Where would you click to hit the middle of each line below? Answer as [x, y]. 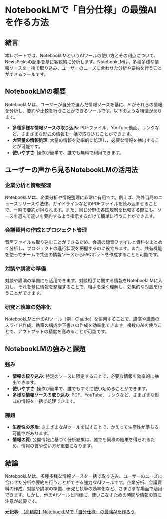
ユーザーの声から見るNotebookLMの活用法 [72, 170]
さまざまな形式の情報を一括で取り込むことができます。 [78, 134]
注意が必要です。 [22, 501]
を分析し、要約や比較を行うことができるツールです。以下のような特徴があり [83, 111]
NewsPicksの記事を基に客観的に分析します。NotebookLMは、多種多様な [80, 62]
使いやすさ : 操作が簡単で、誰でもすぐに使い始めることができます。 [81, 389]
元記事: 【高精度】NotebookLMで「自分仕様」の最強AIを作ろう [70, 512]
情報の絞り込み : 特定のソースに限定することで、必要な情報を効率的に [83, 376]
